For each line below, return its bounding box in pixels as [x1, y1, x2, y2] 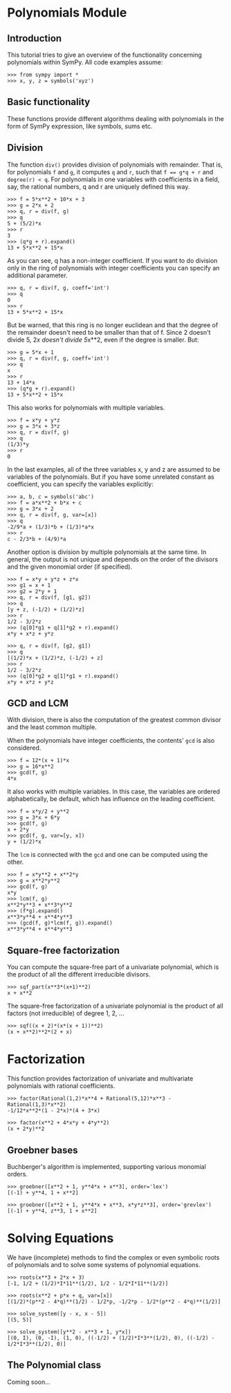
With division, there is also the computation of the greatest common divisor [7, 716, 221, 724]
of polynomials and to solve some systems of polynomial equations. [7, 1260, 201, 1269]
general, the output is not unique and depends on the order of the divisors [7, 555, 219, 563]
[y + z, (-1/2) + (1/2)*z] [7, 606, 85, 613]
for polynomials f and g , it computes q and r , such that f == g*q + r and [7, 167, 214, 176]
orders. [7, 1170, 28, 1178]
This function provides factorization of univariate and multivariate [7, 1074, 194, 1083]
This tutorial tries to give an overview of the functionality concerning [7, 50, 203, 59]
